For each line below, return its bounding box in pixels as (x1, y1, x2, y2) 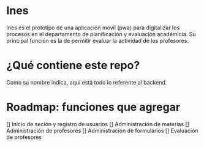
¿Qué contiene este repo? (6, 59, 140, 72)
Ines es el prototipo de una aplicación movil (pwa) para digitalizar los (6, 24, 180, 31)
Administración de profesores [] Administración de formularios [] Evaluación (6, 127, 198, 134)
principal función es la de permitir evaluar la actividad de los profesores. (6, 37, 189, 44)
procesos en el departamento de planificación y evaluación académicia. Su (6, 30, 196, 37)
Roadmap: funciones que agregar (6, 100, 181, 114)
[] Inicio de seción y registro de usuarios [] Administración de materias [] (6, 120, 190, 127)
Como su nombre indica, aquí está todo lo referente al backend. (6, 78, 167, 86)
